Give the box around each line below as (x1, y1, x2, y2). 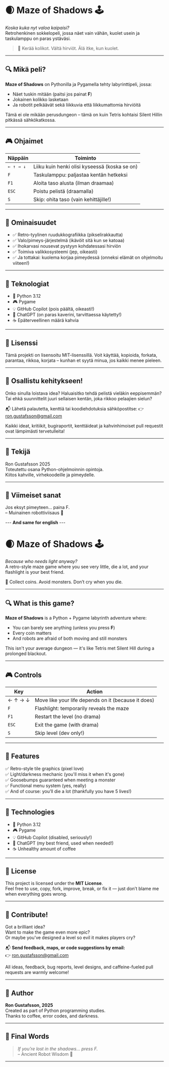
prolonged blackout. (5, 651, 47, 657)
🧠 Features (5, 752, 40, 761)
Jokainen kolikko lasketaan (12, 96, 69, 102)
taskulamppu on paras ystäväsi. (5, 35, 71, 41)
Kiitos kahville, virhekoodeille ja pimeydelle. (5, 472, 96, 478)
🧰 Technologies (5, 808, 55, 817)
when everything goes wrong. (5, 891, 67, 897)
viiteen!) (12, 260, 30, 266)
